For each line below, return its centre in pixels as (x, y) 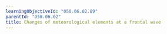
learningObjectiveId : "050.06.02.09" (52, 11)
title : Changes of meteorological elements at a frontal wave (83, 22)
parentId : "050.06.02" (33, 17)
